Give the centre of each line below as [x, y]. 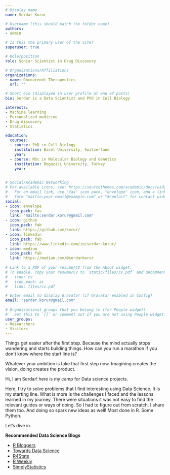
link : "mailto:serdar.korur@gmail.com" [52, 216]
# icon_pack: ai [25, 282]
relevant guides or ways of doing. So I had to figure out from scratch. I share [85, 405]
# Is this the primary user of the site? [50, 43]
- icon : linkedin [24, 234]
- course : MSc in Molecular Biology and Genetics [63, 159]
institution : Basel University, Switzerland [62, 150]
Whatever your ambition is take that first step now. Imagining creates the [81, 364]
